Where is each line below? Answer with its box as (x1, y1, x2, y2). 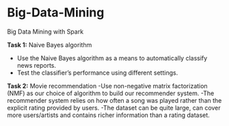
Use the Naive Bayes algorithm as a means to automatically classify (16, 53, 208, 62)
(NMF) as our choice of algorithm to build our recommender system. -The (7, 89, 215, 97)
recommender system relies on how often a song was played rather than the (7, 96, 222, 104)
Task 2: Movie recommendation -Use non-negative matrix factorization (7, 81, 208, 90)
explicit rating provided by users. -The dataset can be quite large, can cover (7, 103, 221, 112)
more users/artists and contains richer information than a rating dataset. (7, 111, 210, 119)
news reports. (16, 61, 57, 69)
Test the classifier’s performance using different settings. (16, 68, 178, 77)
